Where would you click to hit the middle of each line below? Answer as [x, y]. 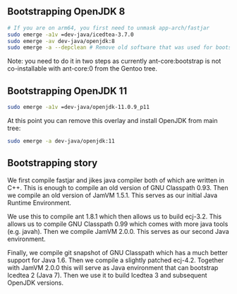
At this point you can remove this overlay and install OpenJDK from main [113, 120]
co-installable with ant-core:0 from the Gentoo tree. [82, 69]
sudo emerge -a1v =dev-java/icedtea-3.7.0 [71, 35]
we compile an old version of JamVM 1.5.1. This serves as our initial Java [113, 195]
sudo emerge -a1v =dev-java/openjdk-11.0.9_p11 [79, 107]
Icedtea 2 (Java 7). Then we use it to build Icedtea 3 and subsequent [107, 275]
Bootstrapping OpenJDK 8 [66, 12]
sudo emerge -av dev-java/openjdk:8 [61, 41]
